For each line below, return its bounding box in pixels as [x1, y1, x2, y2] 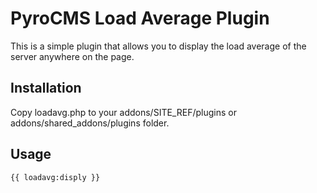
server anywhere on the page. [10, 50, 135, 62]
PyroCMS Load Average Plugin [10, 7, 270, 30]
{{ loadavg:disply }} [10, 172, 101, 182]
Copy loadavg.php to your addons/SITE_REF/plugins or [10, 106, 237, 118]
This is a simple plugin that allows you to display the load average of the [10, 40, 307, 52]
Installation [10, 80, 82, 97]
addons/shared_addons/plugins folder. [10, 117, 170, 129]
